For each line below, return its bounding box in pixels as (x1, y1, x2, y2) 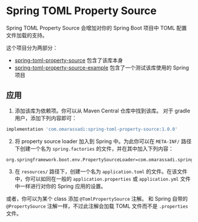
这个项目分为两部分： (6, 44, 58, 51)
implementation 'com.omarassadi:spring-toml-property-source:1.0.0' (6, 126, 178, 132)
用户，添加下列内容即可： (14, 114, 77, 121)
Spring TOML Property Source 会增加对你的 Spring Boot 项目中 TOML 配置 (6, 24, 187, 31)
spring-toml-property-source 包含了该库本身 (14, 57, 123, 64)
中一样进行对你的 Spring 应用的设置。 (14, 183, 106, 190)
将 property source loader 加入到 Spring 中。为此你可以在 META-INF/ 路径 (14, 137, 192, 145)
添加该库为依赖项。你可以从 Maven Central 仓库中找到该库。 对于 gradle (14, 107, 190, 114)
